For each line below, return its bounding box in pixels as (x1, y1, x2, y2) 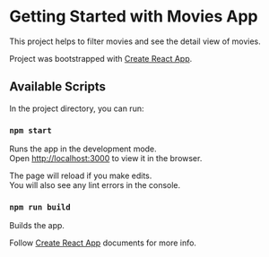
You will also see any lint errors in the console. (9, 180, 181, 191)
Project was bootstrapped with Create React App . (9, 53, 193, 64)
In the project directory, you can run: (9, 103, 144, 114)
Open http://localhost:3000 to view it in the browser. (9, 153, 203, 164)
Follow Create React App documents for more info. (9, 237, 197, 248)
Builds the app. (9, 220, 65, 231)
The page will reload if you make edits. (9, 170, 152, 181)
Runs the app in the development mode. (9, 143, 157, 154)
